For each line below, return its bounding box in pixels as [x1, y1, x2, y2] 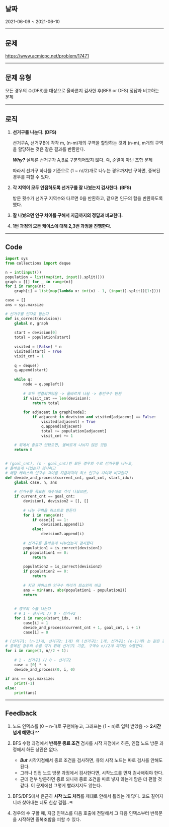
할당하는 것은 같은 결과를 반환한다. [18, 146, 86, 152]
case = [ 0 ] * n [14, 662, 46, 667]
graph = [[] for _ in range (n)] [5, 279, 73, 284]
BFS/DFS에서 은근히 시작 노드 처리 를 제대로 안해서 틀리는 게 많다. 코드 [12, 793, 150, 799]
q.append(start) [14, 367, 49, 373]
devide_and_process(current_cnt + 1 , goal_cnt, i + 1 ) [23, 625, 141, 630]
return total [32, 400, 59, 406]
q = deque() [14, 363, 39, 368]
